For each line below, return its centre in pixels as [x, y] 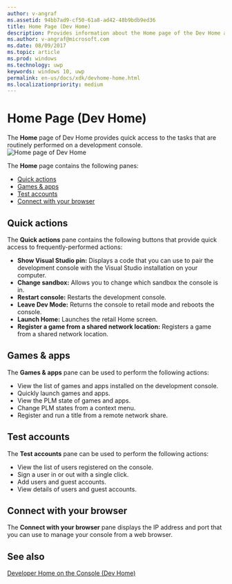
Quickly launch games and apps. [64, 393]
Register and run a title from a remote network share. [92, 415]
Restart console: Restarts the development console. [92, 297]
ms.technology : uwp [35, 65]
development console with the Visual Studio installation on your [107, 268]
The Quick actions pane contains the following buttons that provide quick [112, 240]
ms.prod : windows [32, 59]
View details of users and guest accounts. [77, 489]
